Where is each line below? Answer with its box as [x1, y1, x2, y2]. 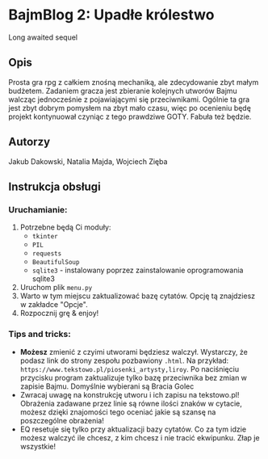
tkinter [31, 233, 58, 241]
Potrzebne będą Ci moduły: [19, 222, 111, 232]
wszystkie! [19, 441, 57, 451]
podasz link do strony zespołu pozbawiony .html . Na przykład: [19, 356, 229, 365]
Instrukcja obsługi [8, 179, 101, 193]
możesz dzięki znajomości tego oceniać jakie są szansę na [19, 406, 216, 417]
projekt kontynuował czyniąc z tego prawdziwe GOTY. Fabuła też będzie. [8, 112, 252, 121]
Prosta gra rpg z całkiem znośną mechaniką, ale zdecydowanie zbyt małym [8, 77, 259, 86]
